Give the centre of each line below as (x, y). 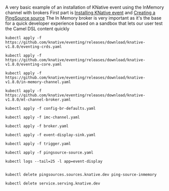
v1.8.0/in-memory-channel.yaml (38, 82)
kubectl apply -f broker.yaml (37, 126)
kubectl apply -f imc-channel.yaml (43, 117)
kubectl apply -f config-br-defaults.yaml (50, 108)
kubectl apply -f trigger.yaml (38, 144)
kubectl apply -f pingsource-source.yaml (49, 153)
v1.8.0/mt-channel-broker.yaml (38, 100)
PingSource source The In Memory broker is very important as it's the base (83, 18)
